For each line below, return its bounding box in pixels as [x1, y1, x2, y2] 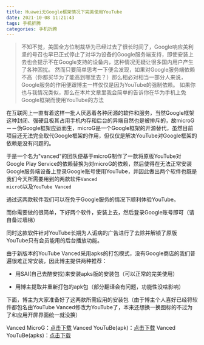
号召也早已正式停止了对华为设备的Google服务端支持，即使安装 [32, 51, 189, 58]
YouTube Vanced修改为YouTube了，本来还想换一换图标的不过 [32, 304, 188, 311]
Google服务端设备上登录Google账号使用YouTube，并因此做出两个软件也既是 [6, 168, 197, 175]
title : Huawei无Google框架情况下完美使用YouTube [6, 9, 123, 15]
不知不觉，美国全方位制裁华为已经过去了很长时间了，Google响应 [21, 43, 183, 50]
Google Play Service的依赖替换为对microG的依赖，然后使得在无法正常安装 [6, 160, 192, 168]
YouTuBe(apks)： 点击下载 [6, 332, 71, 339]
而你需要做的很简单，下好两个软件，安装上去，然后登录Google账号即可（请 [6, 209, 195, 216]
